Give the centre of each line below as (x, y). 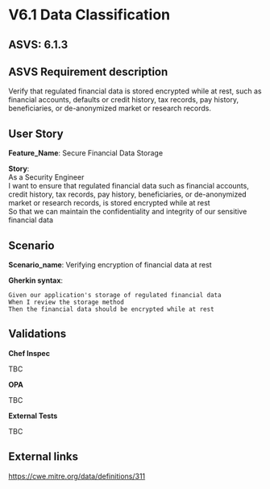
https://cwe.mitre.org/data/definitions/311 (77, 476)
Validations (37, 334)
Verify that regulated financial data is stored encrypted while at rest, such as (135, 91)
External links (44, 457)
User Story (36, 133)
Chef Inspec (29, 353)
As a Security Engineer (46, 177)
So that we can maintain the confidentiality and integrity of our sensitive (128, 212)
